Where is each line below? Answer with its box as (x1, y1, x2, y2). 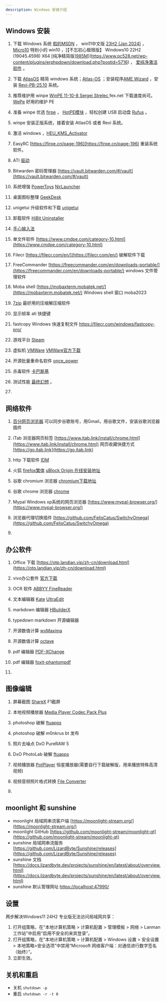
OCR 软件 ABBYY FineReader (12, 586, 73, 592)
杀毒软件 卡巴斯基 (12, 369, 49, 375)
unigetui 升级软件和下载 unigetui (12, 205, 79, 210)
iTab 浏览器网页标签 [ (12, 435, 56, 441)
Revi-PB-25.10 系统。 (18, 82, 61, 88)
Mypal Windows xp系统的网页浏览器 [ (12, 499, 89, 505)
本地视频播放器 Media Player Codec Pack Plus (12, 709, 107, 715)
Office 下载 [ (12, 559, 39, 566)
